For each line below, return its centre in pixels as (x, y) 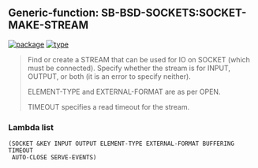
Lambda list (31, 127)
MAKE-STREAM (49, 26)
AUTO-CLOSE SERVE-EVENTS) (54, 158)
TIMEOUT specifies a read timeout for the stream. (108, 106)
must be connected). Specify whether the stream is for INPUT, (129, 68)
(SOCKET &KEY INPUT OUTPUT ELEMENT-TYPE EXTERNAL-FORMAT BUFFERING (122, 144)
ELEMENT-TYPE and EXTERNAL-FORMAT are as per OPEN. (124, 91)
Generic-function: (54, 13)
